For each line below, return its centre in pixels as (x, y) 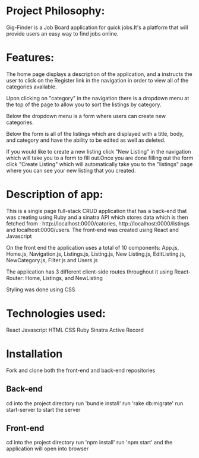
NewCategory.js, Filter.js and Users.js (52, 260)
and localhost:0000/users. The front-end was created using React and (93, 230)
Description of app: (55, 195)
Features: (30, 58)
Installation (34, 354)
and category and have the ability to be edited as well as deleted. (86, 140)
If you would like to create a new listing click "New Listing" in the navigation (99, 151)
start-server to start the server (43, 409)
